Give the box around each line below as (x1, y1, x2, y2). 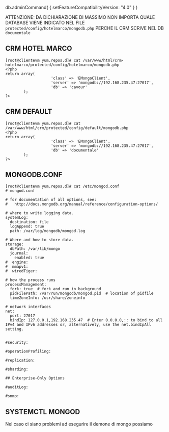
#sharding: (5, 367, 29, 372)
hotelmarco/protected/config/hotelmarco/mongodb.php (5, 62, 120, 67)
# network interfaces (5, 304, 51, 310)
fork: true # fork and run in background (10, 287, 101, 292)
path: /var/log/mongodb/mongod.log (10, 228, 86, 234)
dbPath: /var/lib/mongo (10, 246, 60, 251)
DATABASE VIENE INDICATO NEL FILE (5, 20, 85, 26)
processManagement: (5, 282, 47, 287)
